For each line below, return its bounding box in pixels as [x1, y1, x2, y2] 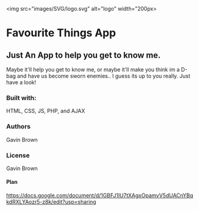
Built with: [6, 93, 37, 102]
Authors [6, 123, 31, 131]
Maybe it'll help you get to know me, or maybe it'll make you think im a [6, 66, 180, 73]
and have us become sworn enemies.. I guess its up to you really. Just [17, 72, 191, 79]
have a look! [6, 79, 37, 86]
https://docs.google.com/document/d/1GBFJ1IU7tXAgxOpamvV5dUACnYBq [6, 192, 194, 199]
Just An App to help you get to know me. [6, 50, 161, 60]
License [6, 151, 30, 159]
